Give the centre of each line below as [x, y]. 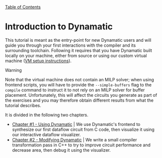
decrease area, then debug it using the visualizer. [61, 150]
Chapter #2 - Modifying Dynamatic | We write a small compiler [74, 140]
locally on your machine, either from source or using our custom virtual [76, 55]
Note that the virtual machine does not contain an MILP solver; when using [80, 79]
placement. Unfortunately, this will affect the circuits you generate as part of [81, 95]
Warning [13, 70]
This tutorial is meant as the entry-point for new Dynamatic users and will [78, 40]
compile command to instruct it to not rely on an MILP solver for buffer [75, 90]
